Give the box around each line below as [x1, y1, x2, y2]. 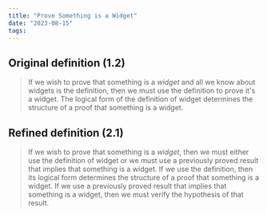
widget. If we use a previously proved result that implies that [27, 181, 227, 190]
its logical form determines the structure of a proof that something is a [27, 173, 260, 182]
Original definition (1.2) [8, 56, 126, 70]
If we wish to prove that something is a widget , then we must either [27, 147, 249, 157]
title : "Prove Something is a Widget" [8, 11, 137, 20]
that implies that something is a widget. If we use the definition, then [27, 165, 253, 173]
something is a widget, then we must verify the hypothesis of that [27, 189, 244, 199]
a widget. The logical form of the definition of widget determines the [27, 94, 253, 104]
